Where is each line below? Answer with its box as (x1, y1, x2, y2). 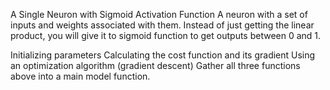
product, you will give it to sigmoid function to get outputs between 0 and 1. (10, 30, 322, 41)
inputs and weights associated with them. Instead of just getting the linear (10, 19, 315, 31)
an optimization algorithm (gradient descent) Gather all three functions (10, 60, 301, 71)
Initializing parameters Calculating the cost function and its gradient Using (10, 49, 316, 61)
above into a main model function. (10, 70, 151, 82)
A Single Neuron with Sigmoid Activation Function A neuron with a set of (10, 9, 308, 20)
